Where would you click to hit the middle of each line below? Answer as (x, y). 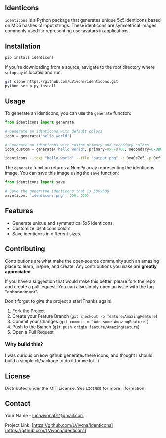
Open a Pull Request (33, 332)
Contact (18, 404)
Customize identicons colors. (42, 228)
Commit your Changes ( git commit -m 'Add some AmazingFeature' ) (81, 321)
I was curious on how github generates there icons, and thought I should (79, 355)
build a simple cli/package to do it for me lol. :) (52, 360)
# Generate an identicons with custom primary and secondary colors (77, 145)
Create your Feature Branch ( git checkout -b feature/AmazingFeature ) (85, 316)
